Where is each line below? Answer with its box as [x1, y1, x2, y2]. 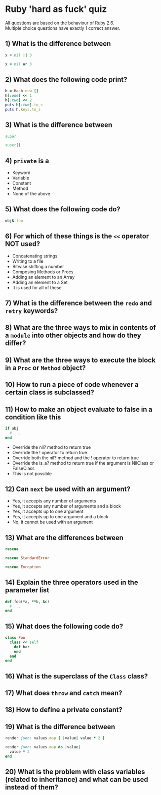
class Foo [5, 635, 26, 640]
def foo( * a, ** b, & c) [5, 599, 50, 604]
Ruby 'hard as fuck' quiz [5, 3, 107, 15]
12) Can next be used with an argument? [5, 485, 131, 493]
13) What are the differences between [5, 533, 123, 542]
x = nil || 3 [5, 53, 32, 58]
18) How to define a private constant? [5, 706, 122, 714]
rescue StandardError [5, 555, 50, 561]
